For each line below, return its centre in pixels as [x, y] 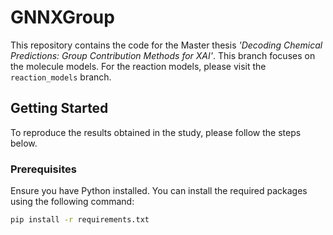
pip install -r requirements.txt [80, 220]
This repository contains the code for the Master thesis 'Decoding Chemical [166, 45]
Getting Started [59, 108]
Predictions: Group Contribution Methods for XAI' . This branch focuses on [163, 55]
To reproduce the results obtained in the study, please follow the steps [156, 132]
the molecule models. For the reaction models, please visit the [138, 66]
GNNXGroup [62, 17]
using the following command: [72, 202]
